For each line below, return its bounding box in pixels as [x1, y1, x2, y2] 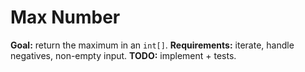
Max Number [10, 6, 121, 29]
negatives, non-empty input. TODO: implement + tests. [10, 49, 237, 61]
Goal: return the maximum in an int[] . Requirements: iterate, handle [10, 39, 295, 51]
